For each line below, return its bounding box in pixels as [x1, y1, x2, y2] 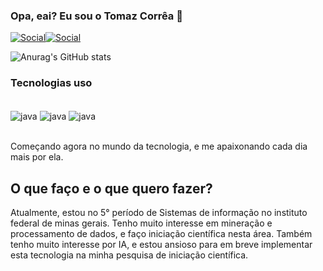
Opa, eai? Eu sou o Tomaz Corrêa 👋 [10, 9, 183, 23]
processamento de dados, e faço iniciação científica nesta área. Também [10, 228, 313, 240]
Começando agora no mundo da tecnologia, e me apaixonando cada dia [10, 140, 308, 153]
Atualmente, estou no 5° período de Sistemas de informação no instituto [10, 207, 308, 219]
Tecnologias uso [10, 76, 93, 90]
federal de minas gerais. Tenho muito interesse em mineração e [10, 217, 273, 229]
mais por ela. [10, 151, 64, 163]
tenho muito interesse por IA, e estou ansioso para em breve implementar [10, 239, 313, 251]
